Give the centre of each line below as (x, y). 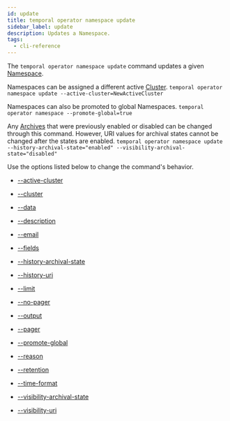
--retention (33, 370)
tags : (15, 40)
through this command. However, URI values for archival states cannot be (113, 134)
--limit (26, 288)
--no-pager (34, 302)
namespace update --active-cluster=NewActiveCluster (85, 94)
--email (28, 234)
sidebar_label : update (40, 27)
